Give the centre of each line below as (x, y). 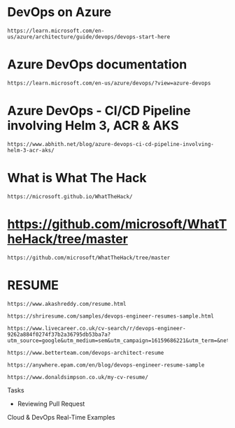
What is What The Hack (77, 178)
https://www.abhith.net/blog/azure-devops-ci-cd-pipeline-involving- (111, 144)
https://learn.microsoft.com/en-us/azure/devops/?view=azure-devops (109, 83)
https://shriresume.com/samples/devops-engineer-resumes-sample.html (111, 316)
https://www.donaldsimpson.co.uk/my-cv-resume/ (78, 377)
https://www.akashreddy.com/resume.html (67, 304)
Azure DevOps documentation (97, 65)
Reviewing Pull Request (51, 404)
